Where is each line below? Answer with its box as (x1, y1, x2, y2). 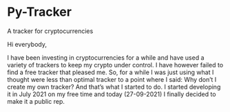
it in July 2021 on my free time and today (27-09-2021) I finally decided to (7, 90, 216, 98)
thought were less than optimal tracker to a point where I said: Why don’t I (7, 75, 217, 83)
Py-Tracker (7, 4, 72, 20)
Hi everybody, (7, 40, 47, 48)
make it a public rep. (7, 97, 65, 105)
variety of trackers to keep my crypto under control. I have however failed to (7, 60, 224, 69)
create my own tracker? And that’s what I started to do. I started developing (7, 82, 221, 91)
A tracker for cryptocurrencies (7, 27, 94, 35)
